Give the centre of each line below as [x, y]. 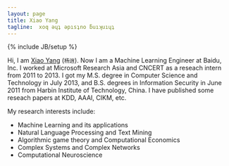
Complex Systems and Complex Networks [79, 148]
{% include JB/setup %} [42, 47]
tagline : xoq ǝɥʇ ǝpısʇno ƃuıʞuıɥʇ [61, 27]
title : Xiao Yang [33, 20]
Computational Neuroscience [60, 155]
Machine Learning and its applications [73, 125]
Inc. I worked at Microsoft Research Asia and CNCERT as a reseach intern [114, 68]
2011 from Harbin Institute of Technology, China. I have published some [111, 90]
